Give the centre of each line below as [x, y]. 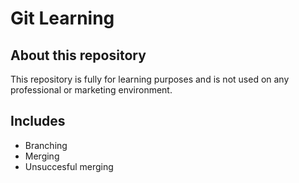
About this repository [78, 55]
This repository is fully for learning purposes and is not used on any [150, 79]
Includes [38, 121]
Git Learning [62, 18]
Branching [46, 145]
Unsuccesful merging [69, 166]
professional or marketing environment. [91, 90]
